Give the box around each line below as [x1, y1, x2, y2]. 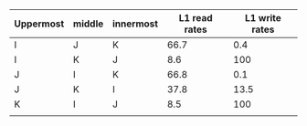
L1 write [245, 12, 281, 24]
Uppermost [14, 17, 65, 30]
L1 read [178, 12, 213, 24]
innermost [112, 17, 158, 30]
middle [72, 17, 104, 30]
